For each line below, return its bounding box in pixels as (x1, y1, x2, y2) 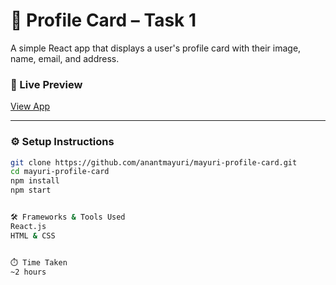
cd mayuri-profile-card (10, 167, 110, 177)
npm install (10, 176, 60, 186)
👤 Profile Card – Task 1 (10, 9, 197, 32)
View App (10, 100, 51, 113)
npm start (10, 185, 52, 196)
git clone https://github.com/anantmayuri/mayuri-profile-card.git (10, 157, 298, 168)
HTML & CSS (10, 230, 56, 241)
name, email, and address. (10, 52, 120, 64)
